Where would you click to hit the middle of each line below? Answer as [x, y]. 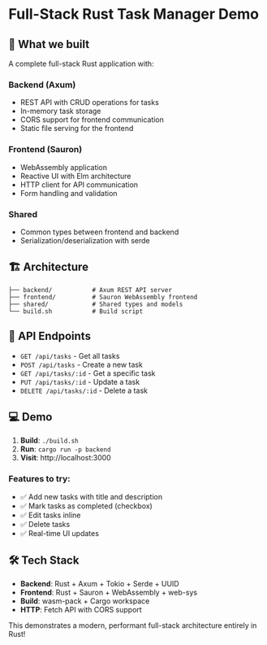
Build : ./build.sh [49, 441]
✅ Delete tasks [45, 524]
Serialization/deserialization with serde [85, 240]
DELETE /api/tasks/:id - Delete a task [84, 390]
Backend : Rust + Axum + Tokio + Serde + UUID [100, 584]
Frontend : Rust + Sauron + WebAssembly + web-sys [108, 593]
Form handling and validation [69, 193]
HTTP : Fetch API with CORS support [81, 610]
